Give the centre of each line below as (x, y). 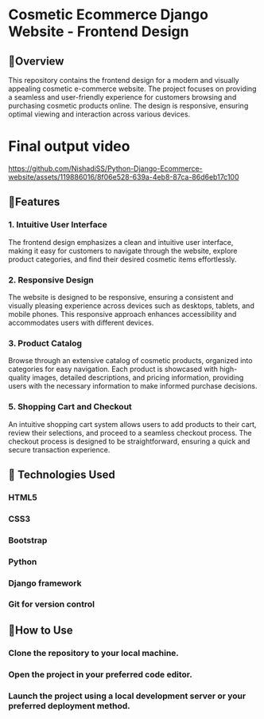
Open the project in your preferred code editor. (100, 674)
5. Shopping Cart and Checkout (70, 407)
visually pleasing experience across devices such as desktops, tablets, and (131, 306)
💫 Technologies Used (62, 474)
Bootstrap (28, 540)
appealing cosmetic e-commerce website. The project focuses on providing (132, 89)
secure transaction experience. (59, 449)
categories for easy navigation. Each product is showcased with (113, 369)
